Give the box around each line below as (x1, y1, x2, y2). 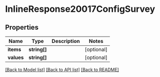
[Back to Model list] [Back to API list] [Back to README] (5, 67, 119, 73)
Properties (5, 23, 39, 32)
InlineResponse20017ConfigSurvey (5, 3, 156, 15)
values (7, 54, 24, 61)
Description (51, 38, 80, 44)
